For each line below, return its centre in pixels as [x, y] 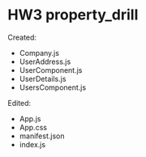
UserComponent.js [51, 70]
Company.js [39, 53]
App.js [30, 118]
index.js [32, 144]
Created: [22, 37]
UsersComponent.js [53, 87]
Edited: [19, 103]
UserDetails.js [43, 78]
